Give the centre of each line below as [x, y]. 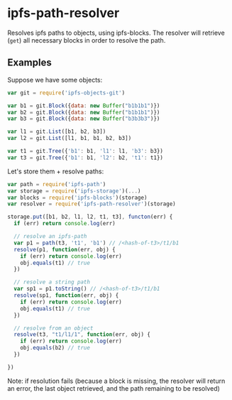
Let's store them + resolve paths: [56, 171]
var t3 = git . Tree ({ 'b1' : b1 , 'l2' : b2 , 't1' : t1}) [85, 158]
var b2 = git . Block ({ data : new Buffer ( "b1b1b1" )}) [84, 112]
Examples [29, 63]
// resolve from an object [54, 328]
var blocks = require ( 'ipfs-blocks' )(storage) [77, 198]
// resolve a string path [52, 282]
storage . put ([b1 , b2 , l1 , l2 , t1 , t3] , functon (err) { [90, 217]
